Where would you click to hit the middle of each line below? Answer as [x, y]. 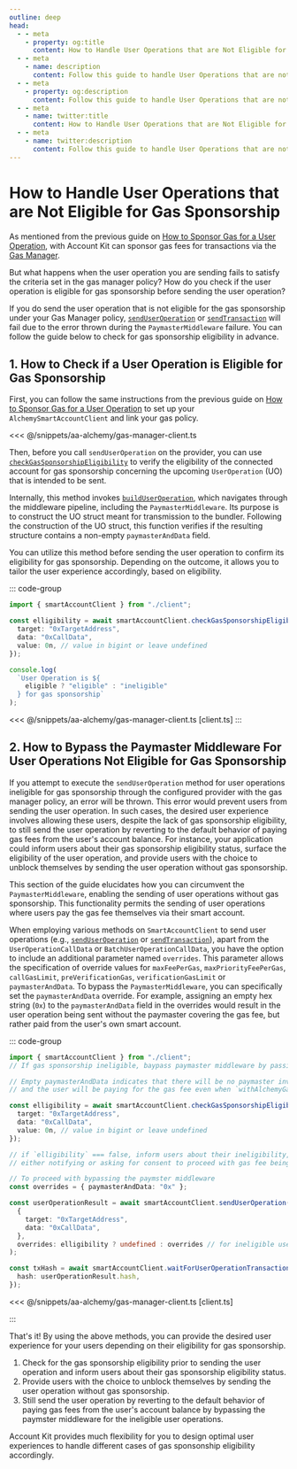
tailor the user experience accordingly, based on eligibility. [116, 571]
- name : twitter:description [79, 141]
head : [19, 26]
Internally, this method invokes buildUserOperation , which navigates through [148, 498]
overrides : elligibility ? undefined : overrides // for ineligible [146, 1244]
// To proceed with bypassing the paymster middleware [112, 1179]
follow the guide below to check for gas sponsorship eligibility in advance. [144, 336]
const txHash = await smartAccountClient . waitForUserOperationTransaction [150, 1268]
